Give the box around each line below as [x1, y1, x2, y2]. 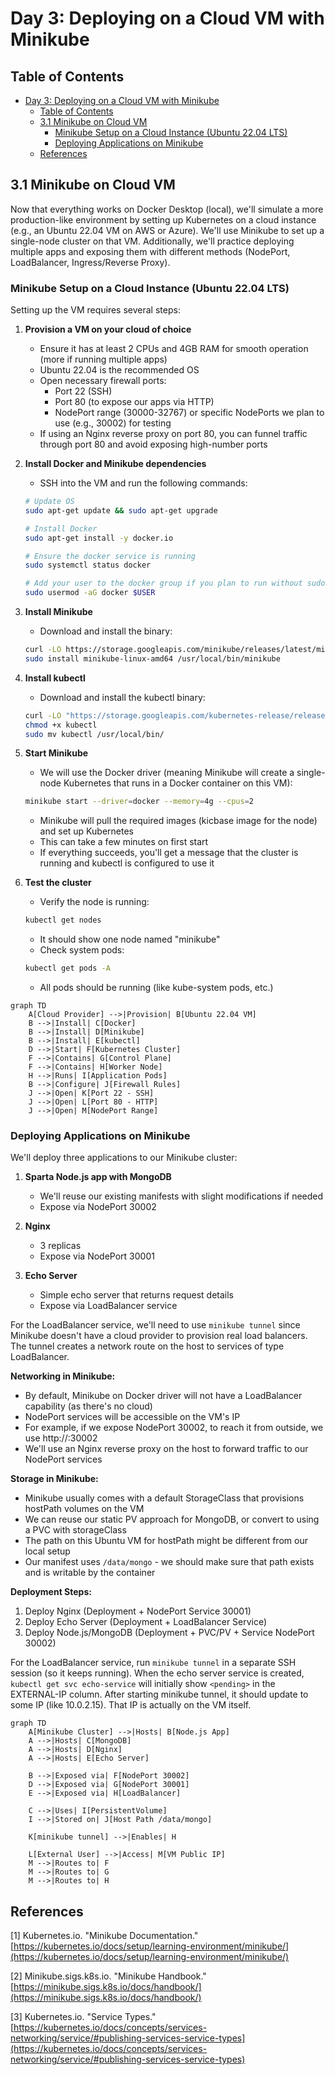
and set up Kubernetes [39, 825, 134, 837]
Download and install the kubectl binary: [39, 691, 206, 703]
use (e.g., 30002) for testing [54, 417, 172, 429]
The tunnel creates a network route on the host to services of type [10, 1340, 285, 1352]
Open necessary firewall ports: [39, 375, 167, 387]
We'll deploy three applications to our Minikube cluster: [10, 1152, 238, 1164]
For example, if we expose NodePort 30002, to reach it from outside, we [24, 1422, 324, 1434]
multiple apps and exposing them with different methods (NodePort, [10, 245, 291, 257]
